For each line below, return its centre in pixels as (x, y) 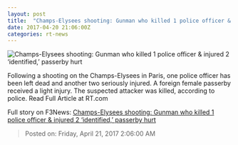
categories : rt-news (38, 34)
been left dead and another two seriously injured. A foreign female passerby (119, 84)
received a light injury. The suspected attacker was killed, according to (111, 91)
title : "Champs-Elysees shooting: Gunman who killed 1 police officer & (119, 21)
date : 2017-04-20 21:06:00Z (49, 27)
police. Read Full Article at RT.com (58, 99)
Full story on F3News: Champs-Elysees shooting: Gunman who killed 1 (111, 112)
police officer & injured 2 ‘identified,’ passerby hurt (82, 120)
